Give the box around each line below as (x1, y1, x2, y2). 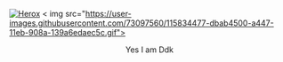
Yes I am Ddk (125, 44, 174, 55)
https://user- (85, 9, 132, 19)
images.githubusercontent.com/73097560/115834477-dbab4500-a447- (9, 18, 274, 28)
